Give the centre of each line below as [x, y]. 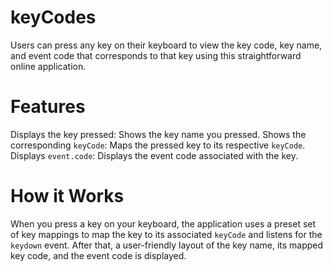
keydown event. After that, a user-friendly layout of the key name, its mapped [167, 245]
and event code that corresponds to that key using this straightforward [156, 55]
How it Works [67, 196]
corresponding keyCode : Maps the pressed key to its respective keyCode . [158, 145]
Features [48, 107]
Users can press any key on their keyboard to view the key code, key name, [166, 45]
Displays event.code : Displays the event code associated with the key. [154, 155]
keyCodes [53, 17]
